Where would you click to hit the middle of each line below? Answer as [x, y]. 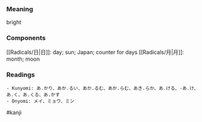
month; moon [23, 59]
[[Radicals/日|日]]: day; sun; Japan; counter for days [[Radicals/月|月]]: [95, 52]
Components [26, 38]
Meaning [20, 9]
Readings [21, 75]
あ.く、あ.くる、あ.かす [33, 95]
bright [14, 22]
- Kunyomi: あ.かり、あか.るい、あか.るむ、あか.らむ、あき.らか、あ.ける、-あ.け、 [103, 88]
